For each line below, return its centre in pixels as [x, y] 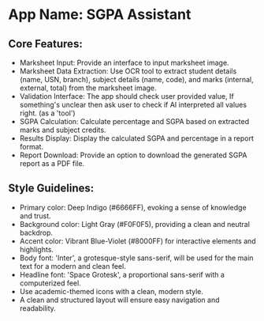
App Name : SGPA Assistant [100, 15]
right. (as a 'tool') [48, 113]
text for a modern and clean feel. [73, 266]
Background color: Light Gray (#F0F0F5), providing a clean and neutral [135, 224]
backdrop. [36, 232]
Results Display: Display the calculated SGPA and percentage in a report [137, 138]
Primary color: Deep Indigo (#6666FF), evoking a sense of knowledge [133, 207]
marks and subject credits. [63, 130]
